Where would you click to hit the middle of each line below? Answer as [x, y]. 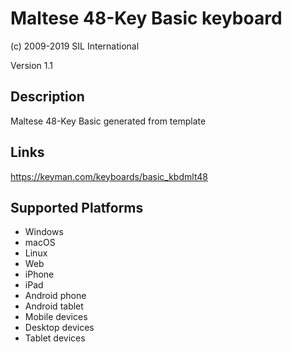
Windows [44, 232]
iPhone [39, 274]
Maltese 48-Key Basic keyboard [146, 18]
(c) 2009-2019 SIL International [75, 46]
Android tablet [54, 306]
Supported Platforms [77, 207]
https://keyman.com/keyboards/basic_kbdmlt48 [109, 176]
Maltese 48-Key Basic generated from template [108, 121]
